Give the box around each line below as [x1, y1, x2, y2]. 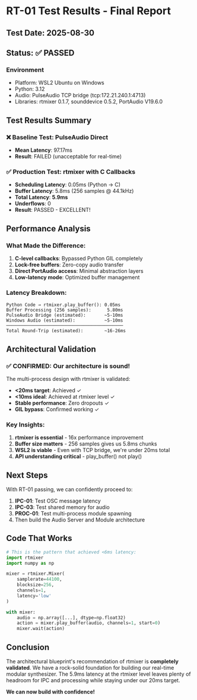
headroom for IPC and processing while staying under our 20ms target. [6, 677, 180, 684]
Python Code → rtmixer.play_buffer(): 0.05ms [6, 302, 120, 308]
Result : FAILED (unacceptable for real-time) [14, 152, 122, 160]
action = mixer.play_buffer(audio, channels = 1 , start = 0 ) [17, 620, 161, 626]
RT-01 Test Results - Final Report [6, 4, 171, 18]
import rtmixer [6, 555, 44, 561]
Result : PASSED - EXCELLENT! [14, 206, 91, 214]
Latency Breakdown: [6, 288, 67, 297]
